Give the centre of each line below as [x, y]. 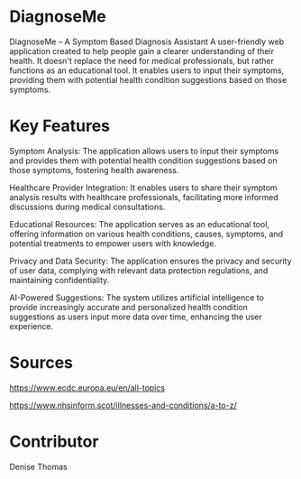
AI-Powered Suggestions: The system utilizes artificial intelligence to [137, 297]
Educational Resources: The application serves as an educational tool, [140, 224]
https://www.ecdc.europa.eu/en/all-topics [87, 387]
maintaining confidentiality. [59, 280]
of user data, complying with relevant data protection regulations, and [139, 270]
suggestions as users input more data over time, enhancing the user [136, 317]
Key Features [60, 126]
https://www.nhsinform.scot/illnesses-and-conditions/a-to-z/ [123, 405]
